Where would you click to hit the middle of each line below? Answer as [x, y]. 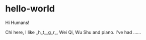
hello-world [30, 9]
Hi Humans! [17, 22]
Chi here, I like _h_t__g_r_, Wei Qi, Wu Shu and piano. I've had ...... [73, 32]
